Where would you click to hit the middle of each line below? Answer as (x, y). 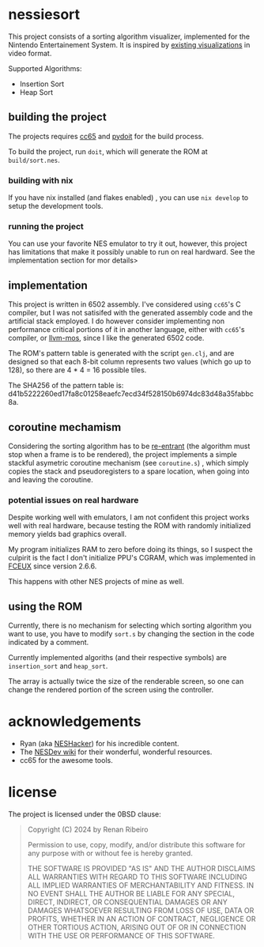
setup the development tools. (56, 206)
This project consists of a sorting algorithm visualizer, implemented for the (129, 36)
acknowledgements (75, 722)
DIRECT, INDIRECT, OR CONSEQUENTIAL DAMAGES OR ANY (127, 902)
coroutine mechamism (65, 427)
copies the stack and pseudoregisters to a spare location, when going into (129, 471)
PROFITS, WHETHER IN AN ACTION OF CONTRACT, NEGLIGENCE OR (141, 919)
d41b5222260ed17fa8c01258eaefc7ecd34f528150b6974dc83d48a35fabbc (131, 394)
